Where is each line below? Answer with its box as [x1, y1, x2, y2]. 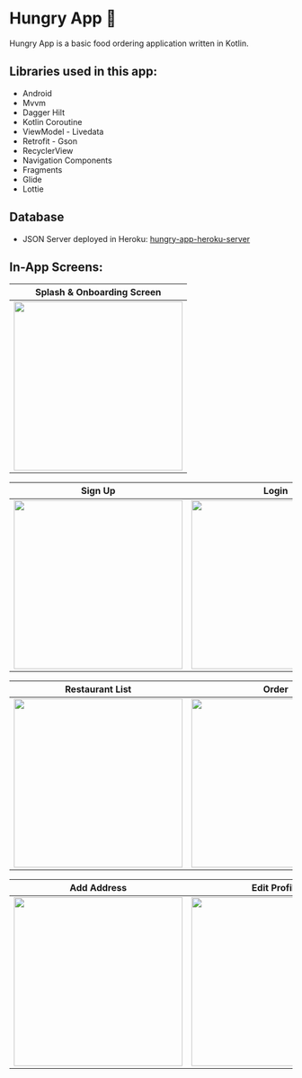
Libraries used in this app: [9, 64, 158, 79]
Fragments [22, 164, 63, 175]
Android [22, 87, 52, 98]
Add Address [69, 882, 128, 894]
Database [9, 210, 65, 225]
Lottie [22, 184, 44, 194]
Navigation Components [22, 155, 112, 166]
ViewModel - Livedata [22, 126, 104, 137]
